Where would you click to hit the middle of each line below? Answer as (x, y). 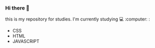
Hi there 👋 (18, 8)
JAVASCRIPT (26, 41)
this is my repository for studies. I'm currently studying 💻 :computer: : (78, 19)
